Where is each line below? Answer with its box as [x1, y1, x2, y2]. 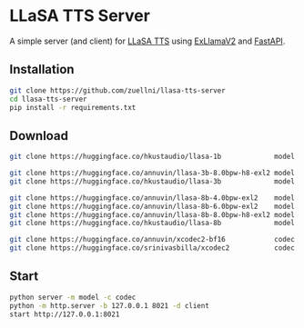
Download [9, 128, 68, 144]
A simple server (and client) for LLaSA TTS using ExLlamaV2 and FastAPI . [9, 35, 286, 46]
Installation [9, 62, 75, 77]
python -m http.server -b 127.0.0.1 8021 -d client [9, 301, 209, 310]
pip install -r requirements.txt [9, 103, 137, 112]
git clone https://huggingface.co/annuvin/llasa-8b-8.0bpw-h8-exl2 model [9, 210, 296, 219]
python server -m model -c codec [9, 293, 137, 302]
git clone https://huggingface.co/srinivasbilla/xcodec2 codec [9, 244, 296, 253]
